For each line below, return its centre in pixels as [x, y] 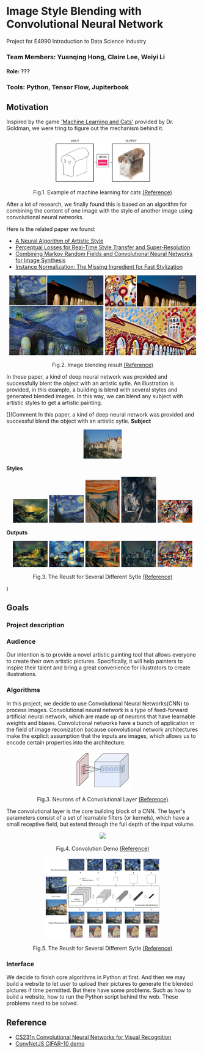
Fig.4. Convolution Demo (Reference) [103, 849]
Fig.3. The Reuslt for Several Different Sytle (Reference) [103, 577]
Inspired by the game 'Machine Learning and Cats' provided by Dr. [90, 122]
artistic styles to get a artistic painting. [54, 403]
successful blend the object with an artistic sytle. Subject [79, 421]
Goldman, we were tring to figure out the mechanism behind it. [85, 128]
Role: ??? [18, 71]
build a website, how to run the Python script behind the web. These [92, 997]
